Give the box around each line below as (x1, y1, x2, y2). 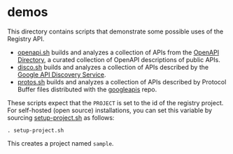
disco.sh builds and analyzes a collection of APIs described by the (17, 63, 209, 71)
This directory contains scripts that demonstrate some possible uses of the (7, 27, 224, 36)
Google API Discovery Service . (17, 70, 106, 79)
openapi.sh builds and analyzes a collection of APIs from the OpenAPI (17, 48, 219, 56)
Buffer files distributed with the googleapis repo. (17, 85, 157, 93)
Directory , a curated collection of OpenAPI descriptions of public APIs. (17, 55, 220, 63)
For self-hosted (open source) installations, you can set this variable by (7, 106, 212, 114)
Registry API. (7, 34, 45, 43)
